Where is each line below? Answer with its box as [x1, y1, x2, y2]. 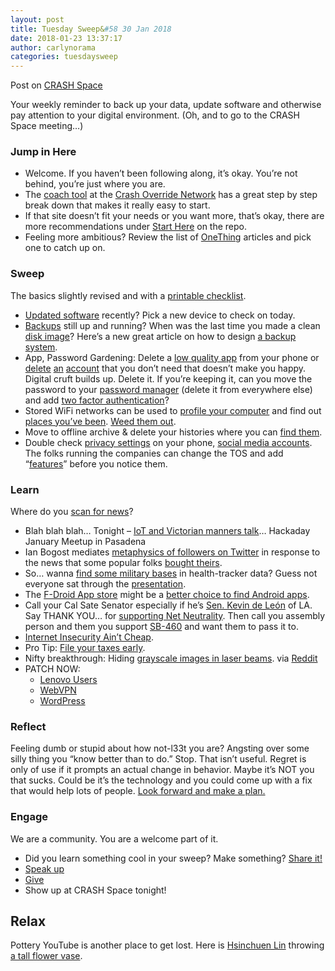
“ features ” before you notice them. [24, 457, 168, 470]
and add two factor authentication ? [24, 394, 170, 406]
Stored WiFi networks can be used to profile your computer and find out [24, 404, 322, 416]
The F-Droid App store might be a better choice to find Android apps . [24, 589, 310, 601]
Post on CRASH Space [10, 79, 103, 91]
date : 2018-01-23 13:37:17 [10, 33, 123, 43]
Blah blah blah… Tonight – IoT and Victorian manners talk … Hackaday [24, 525, 311, 537]
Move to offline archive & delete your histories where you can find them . [24, 426, 323, 438]
